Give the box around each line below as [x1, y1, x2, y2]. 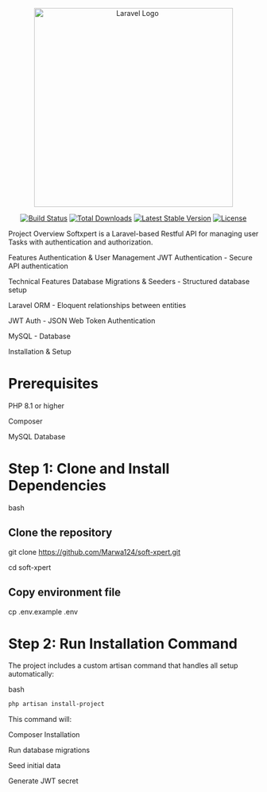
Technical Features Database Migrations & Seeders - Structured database [8, 277, 250, 286]
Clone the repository [8, 526, 113, 540]
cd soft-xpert [8, 562, 52, 572]
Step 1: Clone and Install [8, 460, 170, 478]
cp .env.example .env [8, 607, 78, 616]
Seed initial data [8, 761, 61, 771]
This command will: [8, 715, 72, 724]
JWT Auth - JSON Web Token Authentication [8, 316, 156, 326]
